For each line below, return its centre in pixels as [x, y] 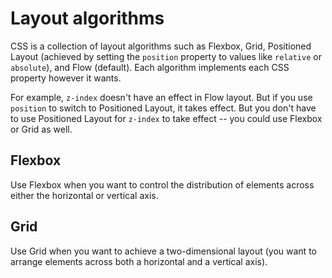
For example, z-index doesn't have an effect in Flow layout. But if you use [161, 97]
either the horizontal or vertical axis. [84, 195]
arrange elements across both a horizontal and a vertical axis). [139, 261]
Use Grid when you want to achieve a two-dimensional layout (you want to [163, 251]
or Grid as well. [41, 129]
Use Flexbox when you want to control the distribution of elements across [162, 184]
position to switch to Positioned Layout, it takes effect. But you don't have [163, 108]
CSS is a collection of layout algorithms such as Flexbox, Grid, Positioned [161, 46]
